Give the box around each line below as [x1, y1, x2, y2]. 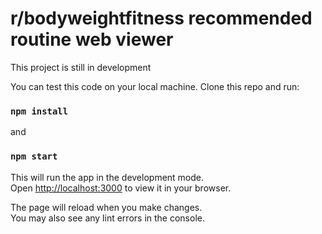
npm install [10, 105, 69, 117]
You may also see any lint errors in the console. [10, 212, 205, 224]
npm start [10, 151, 58, 162]
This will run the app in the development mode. [10, 171, 205, 183]
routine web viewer [10, 28, 174, 51]
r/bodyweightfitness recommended [10, 7, 313, 30]
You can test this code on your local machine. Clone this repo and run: [10, 80, 300, 92]
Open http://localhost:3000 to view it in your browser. [10, 182, 232, 194]
